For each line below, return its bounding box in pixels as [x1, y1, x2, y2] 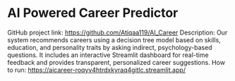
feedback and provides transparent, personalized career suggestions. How [7, 58, 226, 66]
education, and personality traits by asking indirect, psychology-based [7, 43, 213, 51]
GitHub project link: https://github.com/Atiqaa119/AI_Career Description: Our [7, 28, 228, 37]
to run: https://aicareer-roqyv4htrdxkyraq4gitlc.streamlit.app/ [7, 66, 186, 74]
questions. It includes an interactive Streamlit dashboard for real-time [7, 51, 210, 59]
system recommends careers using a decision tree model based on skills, [7, 35, 221, 44]
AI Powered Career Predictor [7, 5, 179, 21]
